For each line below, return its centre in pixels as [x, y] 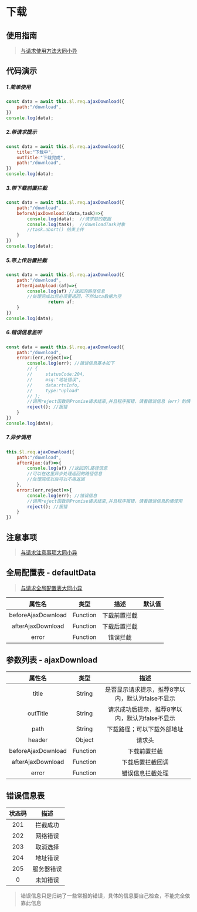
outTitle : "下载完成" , [41, 157]
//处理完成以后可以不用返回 [56, 479]
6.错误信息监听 [24, 332]
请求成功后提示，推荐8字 [142, 709]
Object [84, 739]
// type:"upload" [54, 391]
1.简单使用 [18, 87]
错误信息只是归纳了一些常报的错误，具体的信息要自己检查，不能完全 [103, 896]
